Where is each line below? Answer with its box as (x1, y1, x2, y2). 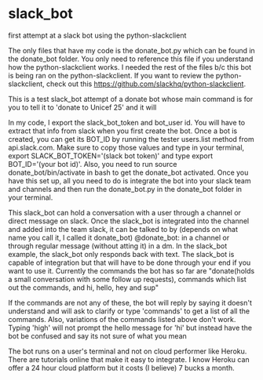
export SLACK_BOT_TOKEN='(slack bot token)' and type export (8, 150, 214, 161)
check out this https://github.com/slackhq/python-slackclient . (46, 79, 246, 89)
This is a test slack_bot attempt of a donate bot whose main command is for (8, 94, 254, 103)
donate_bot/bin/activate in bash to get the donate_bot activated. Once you (8, 168, 249, 177)
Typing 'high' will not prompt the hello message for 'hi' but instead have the (8, 323, 253, 332)
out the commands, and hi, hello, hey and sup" (8, 283, 159, 292)
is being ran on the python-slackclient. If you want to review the (8, 71, 214, 80)
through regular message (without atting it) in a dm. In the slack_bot (8, 241, 228, 251)
